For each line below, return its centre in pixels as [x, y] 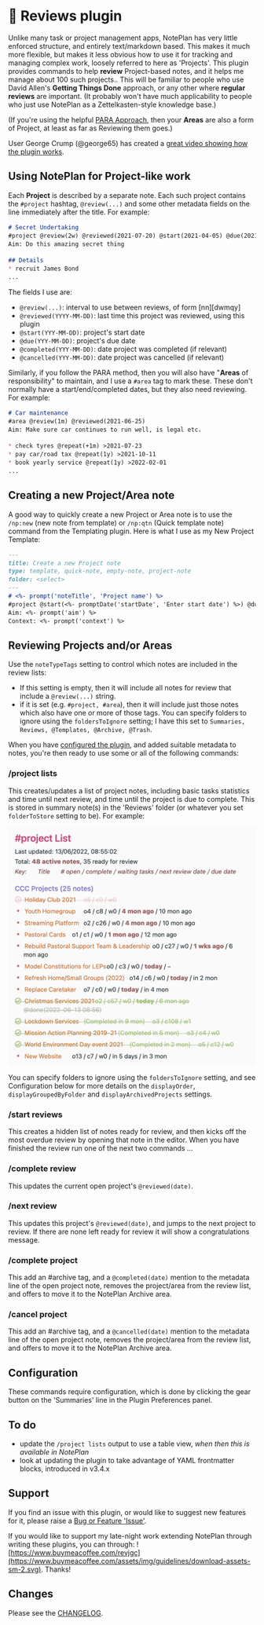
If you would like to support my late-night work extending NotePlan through [130, 1535]
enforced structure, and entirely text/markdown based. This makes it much [129, 46]
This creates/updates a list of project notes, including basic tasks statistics [129, 791]
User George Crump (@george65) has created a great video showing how [128, 143]
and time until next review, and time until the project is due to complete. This [132, 799]
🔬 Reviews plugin [65, 16]
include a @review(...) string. [68, 696]
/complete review [42, 1169]
